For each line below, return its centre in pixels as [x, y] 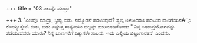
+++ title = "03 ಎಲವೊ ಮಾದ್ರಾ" [39, 8]
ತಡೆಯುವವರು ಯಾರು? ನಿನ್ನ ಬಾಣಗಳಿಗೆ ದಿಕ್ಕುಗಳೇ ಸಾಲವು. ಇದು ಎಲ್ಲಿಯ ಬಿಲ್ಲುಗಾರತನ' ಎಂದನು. [88, 33]
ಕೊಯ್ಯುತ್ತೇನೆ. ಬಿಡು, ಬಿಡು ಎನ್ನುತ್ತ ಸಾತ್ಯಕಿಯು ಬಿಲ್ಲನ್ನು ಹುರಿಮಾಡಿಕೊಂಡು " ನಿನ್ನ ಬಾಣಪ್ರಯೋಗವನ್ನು [91, 26]
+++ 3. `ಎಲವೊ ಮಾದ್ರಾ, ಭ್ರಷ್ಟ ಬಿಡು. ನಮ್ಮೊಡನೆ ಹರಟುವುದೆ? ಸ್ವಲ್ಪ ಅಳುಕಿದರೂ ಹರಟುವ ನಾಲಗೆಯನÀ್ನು [99, 20]
